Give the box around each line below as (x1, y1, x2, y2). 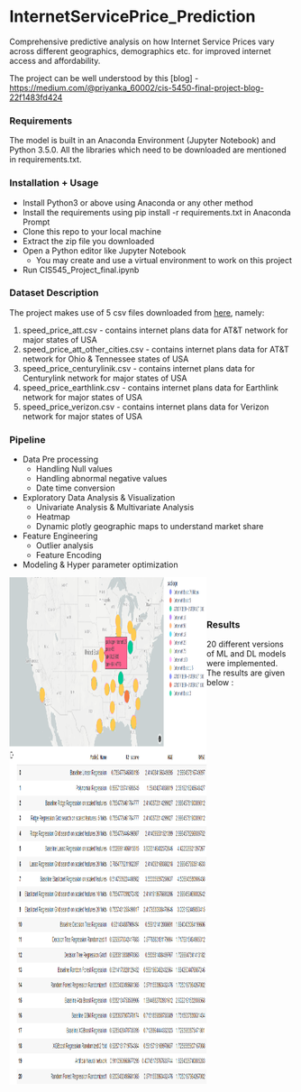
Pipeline (9, 433, 46, 445)
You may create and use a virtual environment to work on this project (35, 254, 293, 265)
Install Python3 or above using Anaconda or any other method (22, 197, 254, 208)
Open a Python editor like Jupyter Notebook (22, 245, 187, 256)
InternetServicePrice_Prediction (9, 6, 256, 27)
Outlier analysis (35, 540, 94, 551)
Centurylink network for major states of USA (22, 372, 187, 383)
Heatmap (35, 511, 70, 522)
